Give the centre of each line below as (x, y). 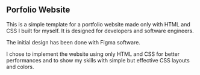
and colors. (20, 67)
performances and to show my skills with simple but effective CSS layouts (98, 60)
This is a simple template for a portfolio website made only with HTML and (98, 24)
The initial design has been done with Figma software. (73, 42)
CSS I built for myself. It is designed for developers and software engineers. (100, 31)
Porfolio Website (38, 10)
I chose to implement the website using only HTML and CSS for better (93, 54)
